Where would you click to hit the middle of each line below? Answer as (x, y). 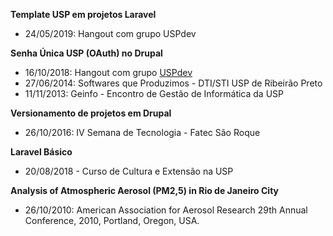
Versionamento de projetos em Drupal (91, 113)
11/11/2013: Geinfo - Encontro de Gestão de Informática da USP (154, 93)
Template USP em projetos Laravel (83, 14)
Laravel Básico (41, 152)
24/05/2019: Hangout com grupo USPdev (110, 33)
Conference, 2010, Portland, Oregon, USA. (112, 220)
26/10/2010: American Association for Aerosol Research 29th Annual (166, 210)
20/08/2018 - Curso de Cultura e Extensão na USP (129, 171)
